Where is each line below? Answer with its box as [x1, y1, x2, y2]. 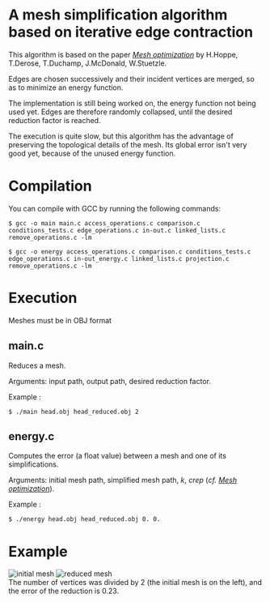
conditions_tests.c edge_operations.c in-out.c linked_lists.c [8, 226, 226, 234]
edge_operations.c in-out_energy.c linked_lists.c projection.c [8, 254, 230, 263]
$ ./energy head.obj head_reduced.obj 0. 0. [8, 515, 161, 523]
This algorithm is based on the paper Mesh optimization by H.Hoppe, [8, 49, 238, 59]
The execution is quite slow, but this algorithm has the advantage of [8, 131, 234, 141]
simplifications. [8, 459, 59, 469]
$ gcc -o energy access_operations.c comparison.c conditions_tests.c [8, 247, 251, 256]
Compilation [8, 177, 92, 195]
